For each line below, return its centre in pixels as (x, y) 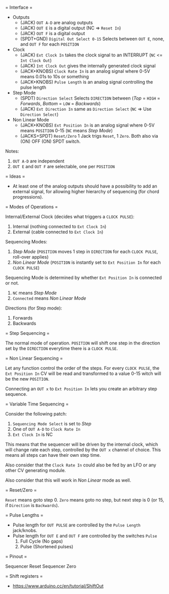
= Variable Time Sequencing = (37, 404)
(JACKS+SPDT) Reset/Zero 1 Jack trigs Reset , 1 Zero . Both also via (89, 136)
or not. (12, 283)
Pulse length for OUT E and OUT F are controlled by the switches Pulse (85, 536)
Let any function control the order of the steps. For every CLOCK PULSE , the (82, 368)
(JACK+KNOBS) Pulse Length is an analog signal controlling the (87, 82)
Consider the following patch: (36, 414)
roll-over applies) (30, 257)
